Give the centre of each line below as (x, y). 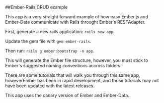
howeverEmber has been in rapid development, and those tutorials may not (82, 80)
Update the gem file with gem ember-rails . (48, 41)
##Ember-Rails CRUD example (37, 7)
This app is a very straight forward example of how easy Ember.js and (77, 17)
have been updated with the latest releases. (50, 86)
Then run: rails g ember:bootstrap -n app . (50, 51)
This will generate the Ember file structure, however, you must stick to (77, 60)
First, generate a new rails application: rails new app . (60, 31)
